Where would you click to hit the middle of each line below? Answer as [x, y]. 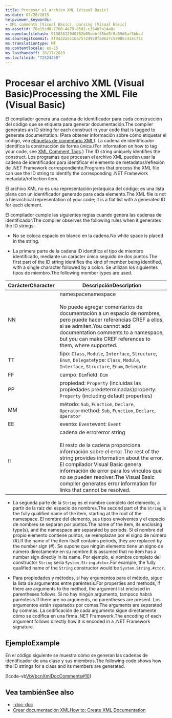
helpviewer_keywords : [28, 19]
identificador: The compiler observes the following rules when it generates [83, 220]
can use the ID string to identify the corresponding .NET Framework [77, 173]
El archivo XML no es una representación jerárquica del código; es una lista [85, 189]
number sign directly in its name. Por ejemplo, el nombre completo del [87, 557]
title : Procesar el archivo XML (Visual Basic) [57, 10]
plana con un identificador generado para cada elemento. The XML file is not [86, 194]
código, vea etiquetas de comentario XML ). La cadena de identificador [80, 141]
